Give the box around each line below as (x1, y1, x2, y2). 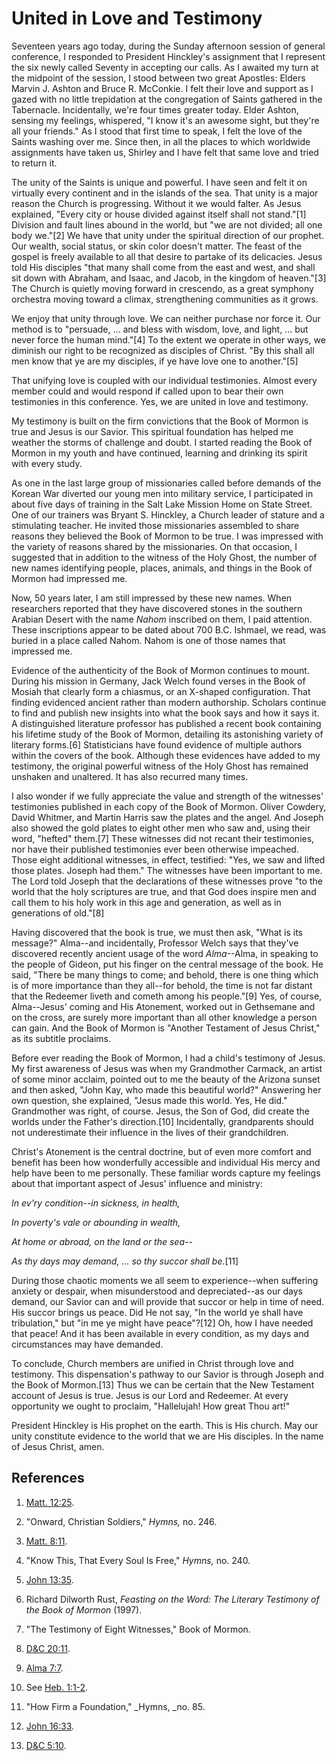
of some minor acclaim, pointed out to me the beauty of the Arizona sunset (11, 1073, 321, 1085)
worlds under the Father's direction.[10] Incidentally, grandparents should (11, 1115, 314, 1127)
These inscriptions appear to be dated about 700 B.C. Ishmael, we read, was (11, 623, 327, 636)
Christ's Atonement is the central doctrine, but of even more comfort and (11, 1145, 312, 1157)
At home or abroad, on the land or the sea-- (11, 1235, 193, 1247)
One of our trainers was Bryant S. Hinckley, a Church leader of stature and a (11, 508, 325, 521)
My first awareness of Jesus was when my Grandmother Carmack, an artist (11, 1062, 323, 1074)
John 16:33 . (25, 1720, 75, 1732)
